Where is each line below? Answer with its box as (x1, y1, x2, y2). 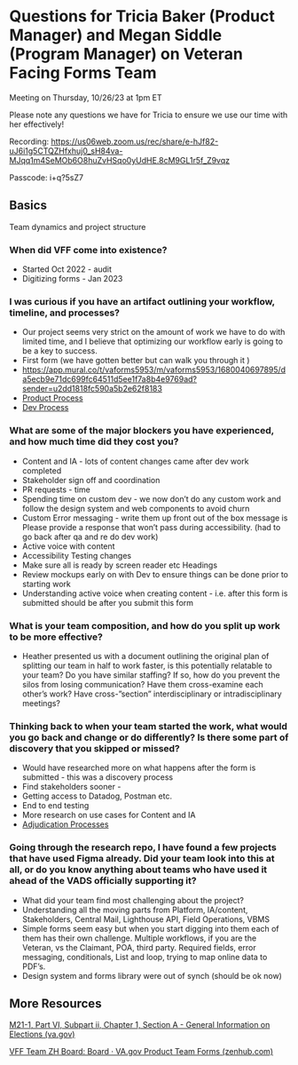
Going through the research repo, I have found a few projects (9, 841, 277, 854)
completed (21, 465, 62, 476)
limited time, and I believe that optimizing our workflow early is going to (21, 336, 284, 347)
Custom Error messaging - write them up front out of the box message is (21, 513, 288, 523)
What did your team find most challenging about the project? (21, 894, 244, 905)
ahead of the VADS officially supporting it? (9, 875, 197, 887)
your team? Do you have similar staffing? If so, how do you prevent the (21, 669, 281, 680)
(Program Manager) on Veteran (9, 44, 244, 64)
